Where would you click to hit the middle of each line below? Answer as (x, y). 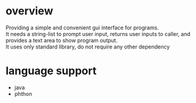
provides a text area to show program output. (62, 40)
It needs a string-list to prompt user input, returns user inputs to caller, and (98, 34)
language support (51, 71)
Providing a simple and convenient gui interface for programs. (82, 28)
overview (29, 11)
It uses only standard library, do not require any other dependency (88, 47)
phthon (23, 93)
